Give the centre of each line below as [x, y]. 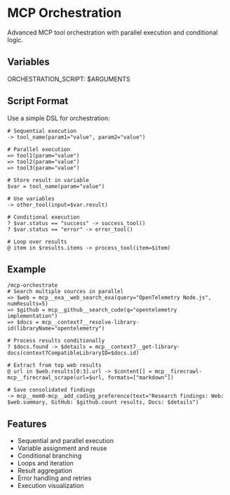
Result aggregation [45, 471]
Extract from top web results [57, 366]
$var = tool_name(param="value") [56, 186]
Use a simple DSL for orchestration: [59, 118]
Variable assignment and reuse [62, 449]
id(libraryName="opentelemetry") [56, 328]
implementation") [33, 316]
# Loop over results [38, 242]
